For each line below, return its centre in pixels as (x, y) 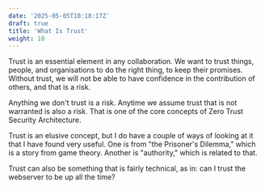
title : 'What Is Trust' (48, 31)
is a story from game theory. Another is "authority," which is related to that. (133, 153)
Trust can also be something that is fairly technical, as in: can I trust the (127, 169)
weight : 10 (27, 38)
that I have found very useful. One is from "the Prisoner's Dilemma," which (132, 144)
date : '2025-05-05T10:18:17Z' (59, 16)
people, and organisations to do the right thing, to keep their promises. (126, 70)
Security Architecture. (45, 120)
